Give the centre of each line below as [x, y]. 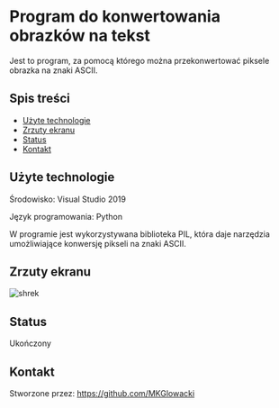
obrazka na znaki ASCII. [54, 70]
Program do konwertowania [115, 17]
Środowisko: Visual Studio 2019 [67, 199]
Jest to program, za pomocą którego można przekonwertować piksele [139, 60]
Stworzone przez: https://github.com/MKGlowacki [102, 393]
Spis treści [40, 99]
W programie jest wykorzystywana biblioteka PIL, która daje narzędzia [139, 234]
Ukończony [31, 343]
